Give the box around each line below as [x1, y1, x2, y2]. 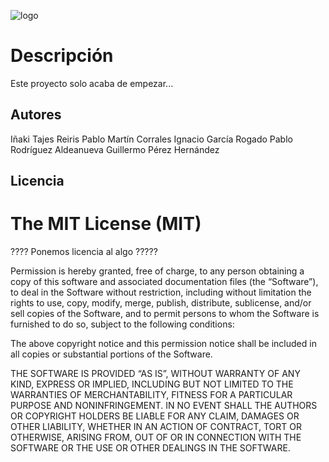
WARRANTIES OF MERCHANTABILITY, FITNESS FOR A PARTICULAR [10, 389, 293, 401]
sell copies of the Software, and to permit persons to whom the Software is [10, 308, 320, 320]
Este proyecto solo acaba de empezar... [10, 77, 174, 89]
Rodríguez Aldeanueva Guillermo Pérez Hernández [10, 143, 220, 155]
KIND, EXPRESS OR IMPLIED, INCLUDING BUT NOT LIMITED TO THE [10, 378, 294, 390]
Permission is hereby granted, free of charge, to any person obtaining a [10, 265, 305, 277]
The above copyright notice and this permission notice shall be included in [10, 338, 317, 350]
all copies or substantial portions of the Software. [10, 348, 213, 360]
